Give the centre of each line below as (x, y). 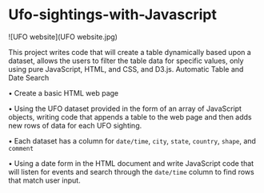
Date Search (29, 77)
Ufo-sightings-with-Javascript (113, 15)
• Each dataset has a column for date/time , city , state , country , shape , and (132, 140)
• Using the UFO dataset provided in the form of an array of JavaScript (125, 108)
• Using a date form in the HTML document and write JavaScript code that (131, 163)
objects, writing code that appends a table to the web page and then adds (130, 116)
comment (21, 148)
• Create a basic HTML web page (64, 93)
